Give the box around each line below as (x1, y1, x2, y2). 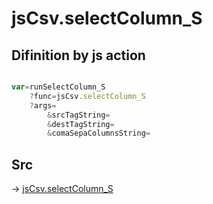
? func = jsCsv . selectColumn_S (29, 91, 146, 101)
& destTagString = (47, 119, 115, 129)
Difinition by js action (11, 47, 146, 64)
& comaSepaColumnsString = (47, 128, 151, 139)
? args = (29, 100, 57, 111)
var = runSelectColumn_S (11, 82, 106, 92)
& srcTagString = (47, 110, 111, 120)
